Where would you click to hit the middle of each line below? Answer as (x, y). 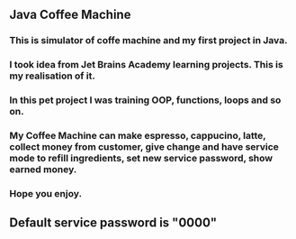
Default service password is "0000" (113, 223)
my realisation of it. (53, 76)
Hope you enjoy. (46, 193)
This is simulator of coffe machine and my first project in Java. (148, 41)
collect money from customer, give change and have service (144, 147)
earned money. (43, 170)
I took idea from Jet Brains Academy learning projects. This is (146, 65)
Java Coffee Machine (70, 15)
